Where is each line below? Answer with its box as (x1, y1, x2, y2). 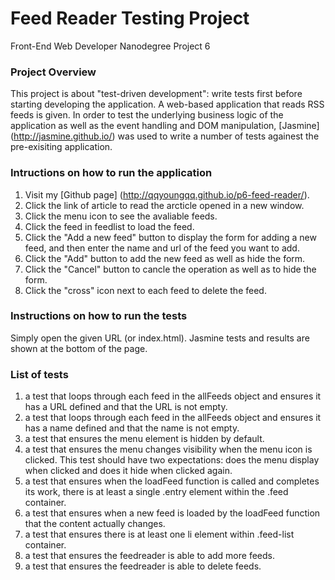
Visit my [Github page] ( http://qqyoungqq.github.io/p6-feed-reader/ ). (24, 188, 310, 201)
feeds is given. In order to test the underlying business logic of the (10, 109, 284, 121)
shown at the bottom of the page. (10, 342, 148, 354)
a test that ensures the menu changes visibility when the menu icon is (24, 443, 313, 456)
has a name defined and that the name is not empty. (24, 422, 240, 434)
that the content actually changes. (24, 518, 166, 530)
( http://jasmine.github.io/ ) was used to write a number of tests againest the (10, 130, 320, 142)
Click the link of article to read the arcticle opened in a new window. (24, 199, 305, 211)
